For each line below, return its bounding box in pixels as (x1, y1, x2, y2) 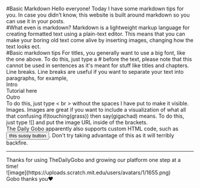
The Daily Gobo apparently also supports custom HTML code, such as (6, 125, 179, 132)
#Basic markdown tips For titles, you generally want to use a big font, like (6, 49, 186, 56)
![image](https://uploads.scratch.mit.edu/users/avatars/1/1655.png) (6, 169, 171, 176)
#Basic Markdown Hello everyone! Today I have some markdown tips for (6, 5, 185, 12)
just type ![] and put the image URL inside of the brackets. (6, 119, 148, 126)
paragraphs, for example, (6, 74, 68, 82)
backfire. (6, 139, 29, 146)
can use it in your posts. (6, 18, 65, 24)
